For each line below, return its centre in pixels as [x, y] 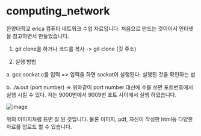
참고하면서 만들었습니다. [41, 36]
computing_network [58, 11]
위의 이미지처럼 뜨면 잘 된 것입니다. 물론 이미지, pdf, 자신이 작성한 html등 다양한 [100, 119]
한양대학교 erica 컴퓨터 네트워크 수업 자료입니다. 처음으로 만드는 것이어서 [92, 28]
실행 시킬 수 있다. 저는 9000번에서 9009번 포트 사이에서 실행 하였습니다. [91, 94]
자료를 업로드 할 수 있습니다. [39, 126]
